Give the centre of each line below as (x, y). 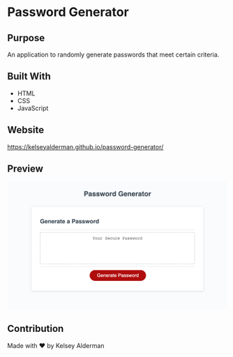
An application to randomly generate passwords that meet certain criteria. (113, 54)
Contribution (36, 329)
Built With (29, 76)
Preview (25, 169)
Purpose (26, 38)
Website (25, 130)
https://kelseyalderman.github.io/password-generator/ (85, 146)
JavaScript (33, 108)
